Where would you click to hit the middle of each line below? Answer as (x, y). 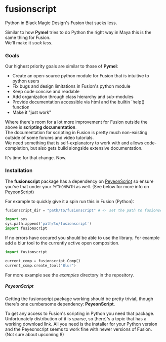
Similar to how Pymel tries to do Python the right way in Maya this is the (78, 32)
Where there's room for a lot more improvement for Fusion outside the (76, 122)
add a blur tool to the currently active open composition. (62, 243)
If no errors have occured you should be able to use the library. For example (82, 238)
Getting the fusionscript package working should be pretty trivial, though (79, 299)
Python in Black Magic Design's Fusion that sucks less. (61, 23)
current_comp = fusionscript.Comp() (43, 261)
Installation (19, 171)
